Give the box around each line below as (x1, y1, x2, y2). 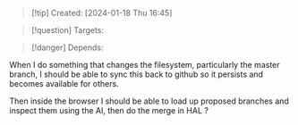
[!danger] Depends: (30, 42, 104, 53)
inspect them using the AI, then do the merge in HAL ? (9, 105, 209, 115)
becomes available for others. (9, 79, 119, 88)
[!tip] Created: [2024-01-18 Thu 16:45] (30, 8, 173, 18)
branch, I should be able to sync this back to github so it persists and (9, 69, 264, 79)
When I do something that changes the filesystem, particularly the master (9, 60, 280, 70)
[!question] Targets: (30, 25, 105, 35)
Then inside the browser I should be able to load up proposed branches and (9, 96, 289, 106)
